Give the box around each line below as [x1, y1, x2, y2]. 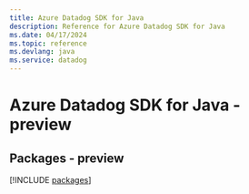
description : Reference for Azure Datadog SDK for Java [9, 22, 225, 31]
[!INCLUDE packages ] [9, 175, 92, 185]
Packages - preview [9, 150, 124, 166]
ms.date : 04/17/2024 [9, 30, 88, 39]
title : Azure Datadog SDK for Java [9, 13, 144, 23]
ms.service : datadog [9, 56, 88, 65]
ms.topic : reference [9, 38, 88, 48]
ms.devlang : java [9, 47, 75, 56]
